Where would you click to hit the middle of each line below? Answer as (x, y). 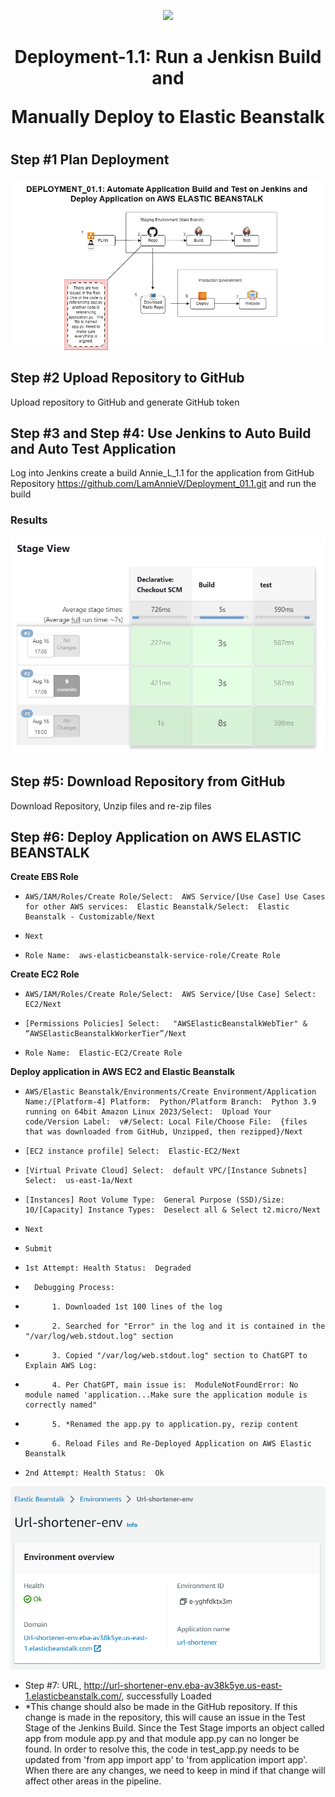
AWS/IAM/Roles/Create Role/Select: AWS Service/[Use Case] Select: (170, 995)
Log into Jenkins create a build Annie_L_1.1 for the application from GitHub (162, 473)
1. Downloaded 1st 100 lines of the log (137, 1307)
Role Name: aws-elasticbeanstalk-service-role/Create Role (152, 956)
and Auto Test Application (93, 448)
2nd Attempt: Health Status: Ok (94, 1473)
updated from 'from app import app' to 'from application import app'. (166, 1760)
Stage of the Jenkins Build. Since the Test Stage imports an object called (174, 1728)
